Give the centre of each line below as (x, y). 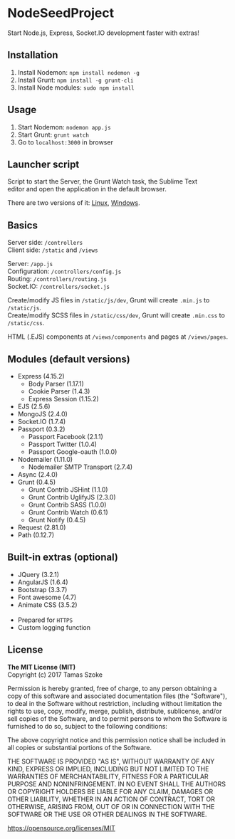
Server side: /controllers (45, 243)
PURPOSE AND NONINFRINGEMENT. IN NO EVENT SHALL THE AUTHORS (117, 783)
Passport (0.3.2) (41, 429)
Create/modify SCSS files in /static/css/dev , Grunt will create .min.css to (116, 315)
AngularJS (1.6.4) (43, 582)
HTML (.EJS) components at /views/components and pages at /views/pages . (118, 337)
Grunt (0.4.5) (37, 482)
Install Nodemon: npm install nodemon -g (79, 72)
